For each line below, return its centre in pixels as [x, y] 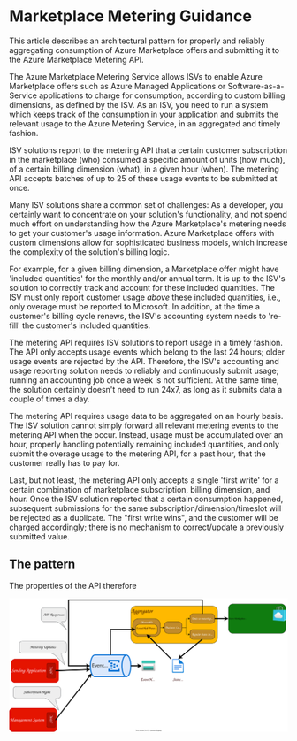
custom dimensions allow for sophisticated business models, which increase [148, 242]
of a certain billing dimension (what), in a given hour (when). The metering [145, 169]
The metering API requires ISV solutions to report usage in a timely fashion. [146, 342]
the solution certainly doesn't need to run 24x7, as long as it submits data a [146, 389]
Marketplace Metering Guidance [130, 16]
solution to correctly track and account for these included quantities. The [142, 287]
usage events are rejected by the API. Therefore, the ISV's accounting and [145, 361]
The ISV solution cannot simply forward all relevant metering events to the [144, 425]
